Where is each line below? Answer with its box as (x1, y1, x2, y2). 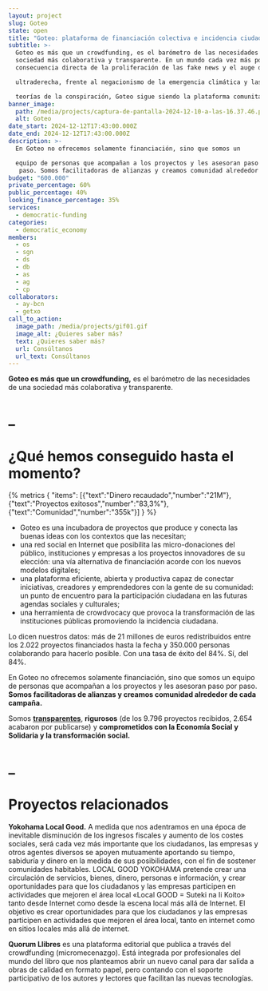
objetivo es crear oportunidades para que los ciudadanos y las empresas (8, 906, 248, 916)
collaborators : (8, 293, 59, 300)
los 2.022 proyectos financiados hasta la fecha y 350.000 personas (8, 640, 231, 650)
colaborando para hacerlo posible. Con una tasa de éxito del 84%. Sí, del (8, 649, 249, 659)
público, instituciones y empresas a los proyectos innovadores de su (19, 548, 246, 558)
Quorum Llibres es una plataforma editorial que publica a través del (8, 939, 231, 949)
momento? (8, 464, 81, 482)
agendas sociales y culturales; (19, 599, 120, 609)
